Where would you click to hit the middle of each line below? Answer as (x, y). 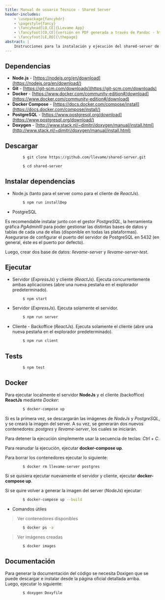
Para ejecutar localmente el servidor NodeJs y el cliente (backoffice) (75, 395)
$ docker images (39, 546)
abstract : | (17, 42)
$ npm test (34, 367)
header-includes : (23, 14)
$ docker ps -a (38, 528)
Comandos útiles (29, 509)
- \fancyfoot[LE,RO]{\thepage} (46, 37)
